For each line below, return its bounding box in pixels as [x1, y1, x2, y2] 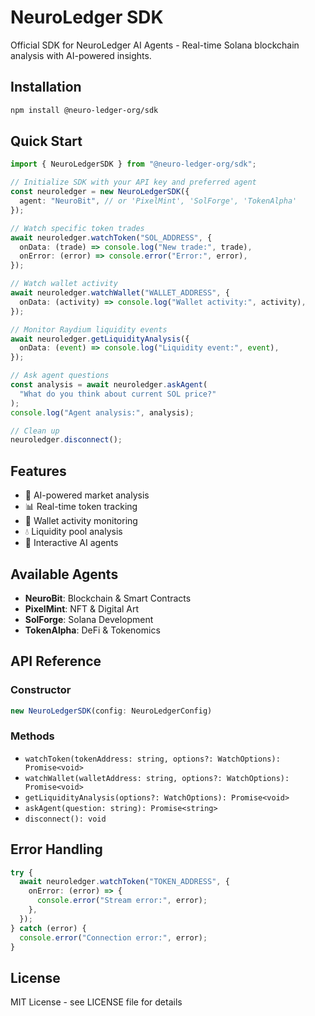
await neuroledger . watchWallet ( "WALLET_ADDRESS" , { [10, 288, 230, 298]
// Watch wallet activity [10, 279, 118, 289]
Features [10, 462, 67, 480]
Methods [10, 729, 55, 743]
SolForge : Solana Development [24, 613, 154, 625]
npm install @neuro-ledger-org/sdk [10, 105, 159, 115]
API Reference [10, 653, 102, 670]
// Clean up [10, 426, 60, 436]
